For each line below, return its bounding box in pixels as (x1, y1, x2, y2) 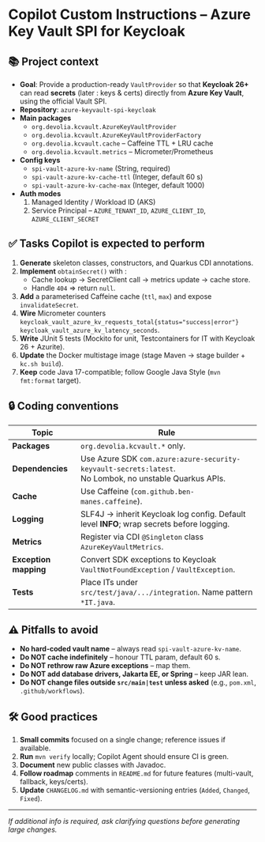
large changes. (8, 825, 58, 835)
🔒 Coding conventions (8, 399, 119, 413)
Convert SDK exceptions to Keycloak (80, 553, 217, 564)
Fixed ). (19, 794, 43, 803)
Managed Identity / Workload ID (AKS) (31, 198, 156, 206)
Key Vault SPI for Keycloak (8, 22, 185, 40)
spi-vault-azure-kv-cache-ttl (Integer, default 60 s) (31, 172, 203, 181)
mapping (12, 564, 47, 575)
